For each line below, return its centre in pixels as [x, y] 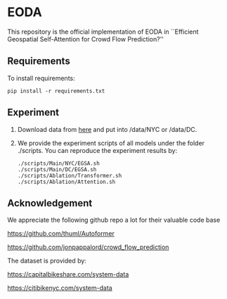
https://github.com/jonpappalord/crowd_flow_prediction [88, 247]
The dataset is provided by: [47, 261]
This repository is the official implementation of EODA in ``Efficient [103, 32]
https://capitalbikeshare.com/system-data [68, 274]
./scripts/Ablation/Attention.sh [66, 182]
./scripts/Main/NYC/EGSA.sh [58, 163]
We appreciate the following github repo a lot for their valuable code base [114, 220]
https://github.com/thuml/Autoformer [61, 234]
